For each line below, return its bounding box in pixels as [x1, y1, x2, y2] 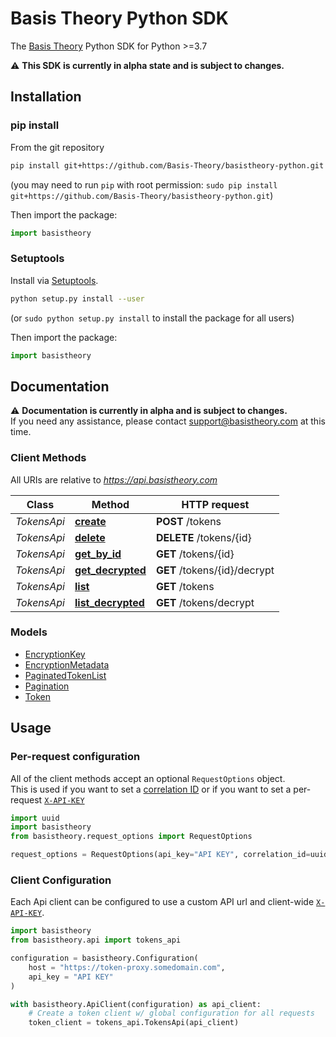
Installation [10, 88, 82, 106]
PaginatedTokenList [24, 669, 107, 681]
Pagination [24, 680, 70, 692]
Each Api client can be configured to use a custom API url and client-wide [10, 896, 315, 908]
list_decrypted [74, 595, 145, 609]
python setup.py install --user [10, 293, 145, 304]
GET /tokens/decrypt [155, 595, 255, 609]
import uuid [10, 813, 60, 823]
